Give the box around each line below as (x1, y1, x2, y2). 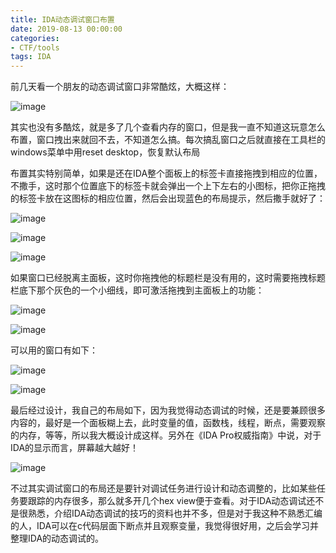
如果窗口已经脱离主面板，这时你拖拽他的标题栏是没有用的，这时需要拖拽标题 (10, 272, 326, 284)
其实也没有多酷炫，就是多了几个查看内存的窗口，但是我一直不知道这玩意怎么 (10, 121, 326, 133)
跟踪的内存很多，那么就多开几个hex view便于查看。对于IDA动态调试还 (27, 495, 316, 507)
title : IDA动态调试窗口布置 (10, 14, 115, 25)
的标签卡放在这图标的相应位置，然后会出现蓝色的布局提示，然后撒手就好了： (10, 192, 326, 205)
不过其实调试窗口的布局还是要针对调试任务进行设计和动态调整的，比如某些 (10, 482, 317, 495)
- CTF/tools (10, 42, 60, 53)
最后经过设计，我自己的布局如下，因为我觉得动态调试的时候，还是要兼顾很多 (10, 404, 326, 416)
